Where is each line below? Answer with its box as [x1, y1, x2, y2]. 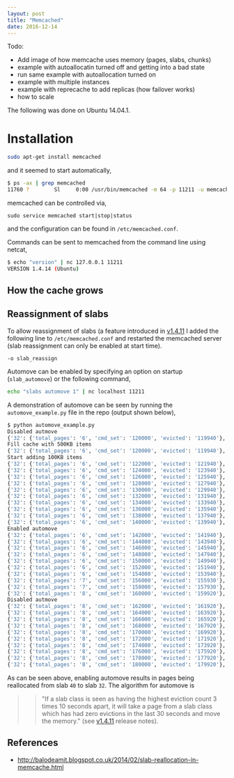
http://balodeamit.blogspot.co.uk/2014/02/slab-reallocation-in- [17, 755, 199, 763]
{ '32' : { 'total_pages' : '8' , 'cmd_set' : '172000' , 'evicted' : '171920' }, [7, 635, 226, 642]
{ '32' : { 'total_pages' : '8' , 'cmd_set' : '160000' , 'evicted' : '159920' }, [7, 590, 226, 597]
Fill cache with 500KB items [7, 441, 92, 448]
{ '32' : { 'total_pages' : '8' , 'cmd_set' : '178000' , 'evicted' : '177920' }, [7, 655, 226, 662]
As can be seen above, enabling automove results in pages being [7, 674, 195, 683]
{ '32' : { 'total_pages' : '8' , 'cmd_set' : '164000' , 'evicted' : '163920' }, [7, 609, 226, 616]
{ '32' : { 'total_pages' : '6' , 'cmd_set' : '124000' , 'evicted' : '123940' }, [7, 467, 226, 474]
